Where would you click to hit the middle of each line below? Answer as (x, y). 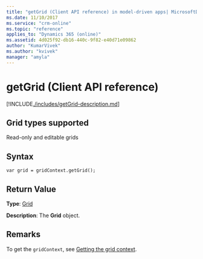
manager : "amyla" (28, 57)
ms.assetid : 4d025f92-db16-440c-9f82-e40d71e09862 (71, 40)
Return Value (31, 189)
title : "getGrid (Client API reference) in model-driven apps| (88, 12)
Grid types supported (47, 123)
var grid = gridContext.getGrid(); (51, 170)
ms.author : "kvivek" (32, 52)
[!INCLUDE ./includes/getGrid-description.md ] (63, 104)
